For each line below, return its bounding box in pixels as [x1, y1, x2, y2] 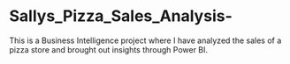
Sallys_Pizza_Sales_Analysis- [9, 6, 233, 26]
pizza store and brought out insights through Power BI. [9, 44, 209, 54]
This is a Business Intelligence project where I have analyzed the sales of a [9, 35, 282, 46]
